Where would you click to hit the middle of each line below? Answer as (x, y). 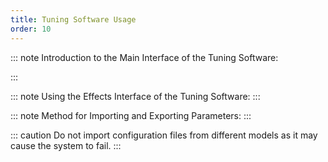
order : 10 (31, 29)
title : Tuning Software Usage (73, 19)
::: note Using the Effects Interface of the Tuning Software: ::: (135, 96)
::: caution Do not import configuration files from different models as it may (164, 135)
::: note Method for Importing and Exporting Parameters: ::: (131, 115)
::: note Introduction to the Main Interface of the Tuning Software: (144, 57)
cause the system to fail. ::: (66, 145)
